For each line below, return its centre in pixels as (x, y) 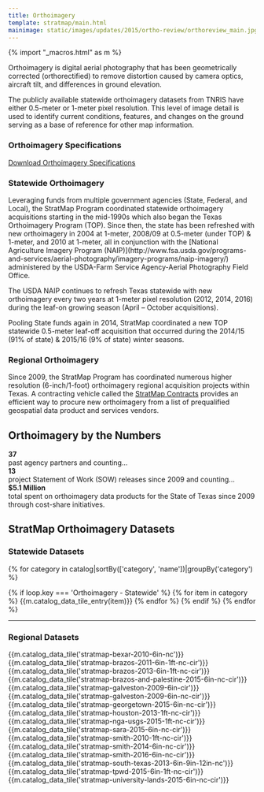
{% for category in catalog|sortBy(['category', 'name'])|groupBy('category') (130, 569)
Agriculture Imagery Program (55, 250)
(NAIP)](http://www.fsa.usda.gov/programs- (175, 250)
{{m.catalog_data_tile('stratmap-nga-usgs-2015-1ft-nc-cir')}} (107, 721)
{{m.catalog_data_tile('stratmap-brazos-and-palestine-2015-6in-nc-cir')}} (128, 679)
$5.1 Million (27, 488)
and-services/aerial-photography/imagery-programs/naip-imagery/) (119, 258)
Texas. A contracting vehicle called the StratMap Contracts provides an (123, 394)
